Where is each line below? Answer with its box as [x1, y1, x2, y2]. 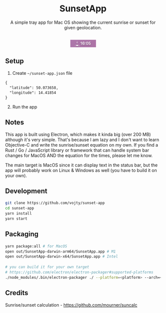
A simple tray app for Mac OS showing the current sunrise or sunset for [10, 19, 156, 25]
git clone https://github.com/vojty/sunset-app [5, 201, 105, 206]
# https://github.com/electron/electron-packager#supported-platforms [5, 270, 154, 275]
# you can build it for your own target [5, 264, 90, 270]
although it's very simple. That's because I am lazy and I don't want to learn [5, 137, 160, 143]
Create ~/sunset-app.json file [12, 70, 73, 76]
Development [5, 187, 48, 195]
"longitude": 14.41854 [9, 90, 56, 95]
